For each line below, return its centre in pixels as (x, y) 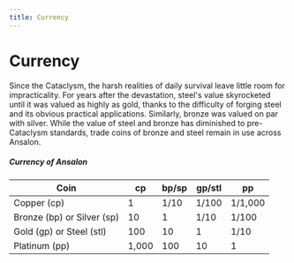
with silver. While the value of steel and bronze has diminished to (127, 123)
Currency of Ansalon (49, 162)
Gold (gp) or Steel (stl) (60, 231)
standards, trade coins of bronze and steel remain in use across (166, 132)
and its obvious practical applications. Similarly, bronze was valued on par (143, 113)
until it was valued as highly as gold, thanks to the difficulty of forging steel (145, 104)
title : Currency (39, 17)
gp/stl (209, 188)
